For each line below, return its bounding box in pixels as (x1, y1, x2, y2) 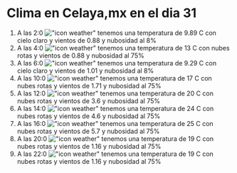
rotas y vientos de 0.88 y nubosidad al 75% (16, 51, 144, 60)
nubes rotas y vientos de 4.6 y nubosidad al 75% (16, 112, 161, 120)
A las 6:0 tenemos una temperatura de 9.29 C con (16, 58, 217, 67)
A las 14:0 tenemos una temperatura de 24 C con (16, 104, 214, 112)
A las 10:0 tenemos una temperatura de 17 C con (16, 73, 213, 83)
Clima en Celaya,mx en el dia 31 (6, 5, 197, 21)
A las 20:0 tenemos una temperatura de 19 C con (16, 134, 214, 143)
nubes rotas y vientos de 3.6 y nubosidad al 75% (16, 96, 161, 105)
